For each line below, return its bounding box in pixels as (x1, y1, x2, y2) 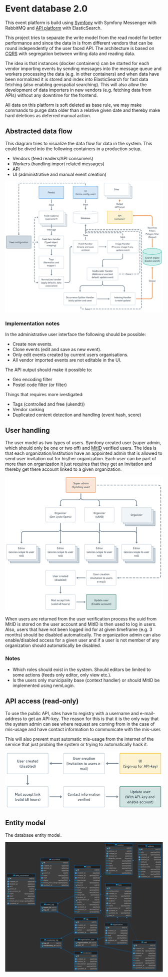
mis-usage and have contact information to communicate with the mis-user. (5, 726, 161, 732)
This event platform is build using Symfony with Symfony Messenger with (5, 20, 156, 26)
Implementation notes (5, 320, 60, 327)
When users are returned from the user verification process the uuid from (5, 616, 157, 622)
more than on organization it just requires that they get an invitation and (5, 461, 152, 467)
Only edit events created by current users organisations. (12, 352, 128, 358)
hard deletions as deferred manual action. (5, 112, 91, 118)
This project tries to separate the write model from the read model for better (5, 35, 161, 41)
